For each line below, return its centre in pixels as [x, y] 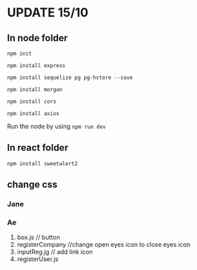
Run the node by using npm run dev [56, 126]
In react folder [38, 148]
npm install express [37, 66]
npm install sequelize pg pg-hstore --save [70, 77]
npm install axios [33, 114]
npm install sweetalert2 [42, 163]
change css [32, 185]
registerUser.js [38, 259]
